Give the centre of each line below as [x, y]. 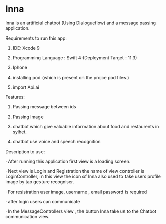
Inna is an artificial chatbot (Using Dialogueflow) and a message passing [80, 23]
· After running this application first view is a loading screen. [68, 161]
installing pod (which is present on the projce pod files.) [71, 77]
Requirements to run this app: [36, 38]
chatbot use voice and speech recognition [56, 141]
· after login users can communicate [43, 201]
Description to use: [25, 151]
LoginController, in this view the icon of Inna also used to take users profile [83, 176]
